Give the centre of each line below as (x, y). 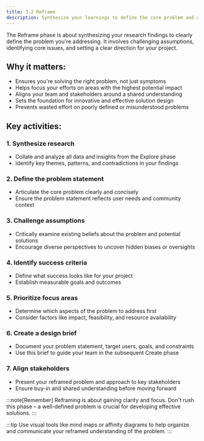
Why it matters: (36, 66)
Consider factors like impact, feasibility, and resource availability (96, 318)
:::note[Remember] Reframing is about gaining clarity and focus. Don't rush (100, 400)
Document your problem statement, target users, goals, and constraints (104, 346)
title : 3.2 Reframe (31, 12)
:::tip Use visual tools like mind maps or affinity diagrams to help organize (98, 425)
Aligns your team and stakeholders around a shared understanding (99, 94)
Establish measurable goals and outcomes (68, 282)
